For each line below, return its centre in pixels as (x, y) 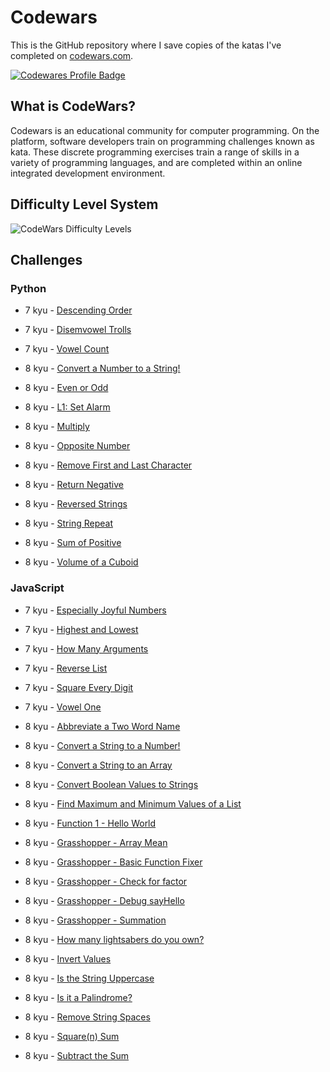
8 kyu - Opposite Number (77, 446)
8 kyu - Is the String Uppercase (89, 978)
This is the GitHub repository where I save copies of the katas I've (146, 45)
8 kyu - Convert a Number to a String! (102, 368)
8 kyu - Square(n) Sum (72, 1036)
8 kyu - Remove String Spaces (87, 1017)
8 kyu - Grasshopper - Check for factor (106, 881)
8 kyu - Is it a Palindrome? (78, 997)
